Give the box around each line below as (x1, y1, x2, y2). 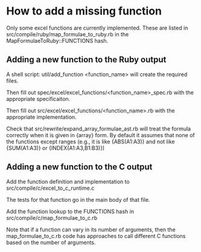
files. (6, 77, 19, 84)
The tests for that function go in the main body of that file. (6, 196, 150, 203)
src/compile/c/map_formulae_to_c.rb (6, 214, 98, 221)
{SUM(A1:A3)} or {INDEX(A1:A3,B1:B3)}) (6, 144, 105, 152)
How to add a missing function (6, 4, 162, 18)
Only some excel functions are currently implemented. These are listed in (6, 24, 188, 31)
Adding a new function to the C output (6, 162, 153, 172)
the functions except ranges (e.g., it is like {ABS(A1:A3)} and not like (6, 138, 175, 145)
